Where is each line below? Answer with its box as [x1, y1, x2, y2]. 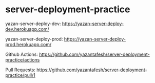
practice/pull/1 [5, 72, 36, 78]
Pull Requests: [5, 67, 36, 73]
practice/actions [5, 56, 40, 63]
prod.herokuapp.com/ [5, 41, 52, 47]
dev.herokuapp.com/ [5, 26, 50, 32]
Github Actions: [5, 51, 38, 57]
